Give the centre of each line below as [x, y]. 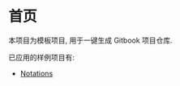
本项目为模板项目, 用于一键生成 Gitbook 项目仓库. [90, 40]
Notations [36, 73]
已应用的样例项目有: [42, 57]
